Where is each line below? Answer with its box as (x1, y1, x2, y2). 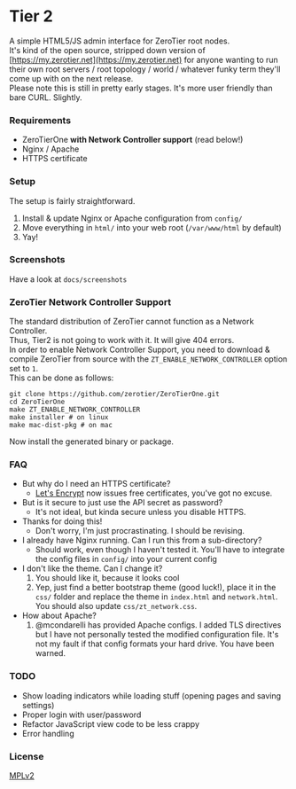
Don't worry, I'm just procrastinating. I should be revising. (35, 526, 245, 536)
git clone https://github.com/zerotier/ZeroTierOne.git (9, 390, 220, 399)
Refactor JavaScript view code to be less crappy (21, 718, 200, 729)
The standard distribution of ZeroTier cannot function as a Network (9, 316, 254, 327)
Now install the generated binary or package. (9, 436, 175, 447)
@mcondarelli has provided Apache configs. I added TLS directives (35, 620, 282, 630)
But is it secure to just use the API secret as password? (21, 497, 223, 508)
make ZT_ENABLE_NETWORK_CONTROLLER (9, 405, 141, 414)
